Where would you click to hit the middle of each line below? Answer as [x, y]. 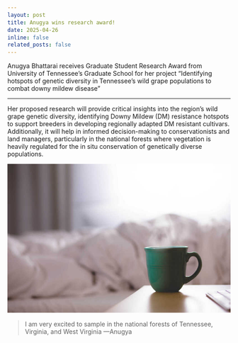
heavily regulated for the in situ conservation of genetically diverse [105, 147]
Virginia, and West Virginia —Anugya [78, 331]
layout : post [27, 15]
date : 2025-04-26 [33, 30]
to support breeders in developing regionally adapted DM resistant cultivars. [119, 124]
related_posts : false [39, 45]
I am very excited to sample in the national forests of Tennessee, [119, 324]
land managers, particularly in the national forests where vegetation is [109, 139]
